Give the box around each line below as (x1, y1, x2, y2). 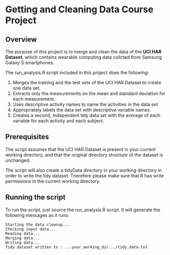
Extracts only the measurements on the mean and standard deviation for (12, 90, 165, 96)
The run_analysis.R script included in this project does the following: (5, 69, 150, 76)
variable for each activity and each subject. (12, 118, 104, 124)
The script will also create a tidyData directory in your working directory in (5, 167, 162, 173)
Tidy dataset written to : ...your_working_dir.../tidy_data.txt (5, 244, 147, 250)
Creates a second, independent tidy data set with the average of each (12, 112, 160, 118)
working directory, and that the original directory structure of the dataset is (5, 152, 163, 158)
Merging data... (5, 235, 40, 241)
